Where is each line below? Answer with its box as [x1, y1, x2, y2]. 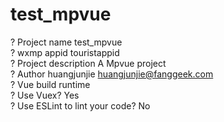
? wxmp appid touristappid [10, 46, 120, 58]
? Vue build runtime [10, 78, 91, 90]
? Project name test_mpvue [10, 36, 123, 48]
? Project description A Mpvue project [10, 57, 167, 69]
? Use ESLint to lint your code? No [10, 99, 151, 112]
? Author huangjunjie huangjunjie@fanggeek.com [10, 68, 214, 80]
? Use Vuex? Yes [10, 89, 80, 101]
